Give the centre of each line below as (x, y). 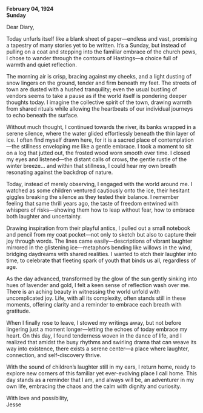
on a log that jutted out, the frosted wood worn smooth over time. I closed (98, 153)
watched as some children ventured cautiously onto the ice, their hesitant (98, 190)
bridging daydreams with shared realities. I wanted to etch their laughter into (101, 254)
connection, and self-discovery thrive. (54, 355)
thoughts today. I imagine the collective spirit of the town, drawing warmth (99, 102)
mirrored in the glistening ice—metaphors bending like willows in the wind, (99, 248)
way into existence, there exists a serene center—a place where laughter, (98, 349)
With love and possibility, (37, 398)
